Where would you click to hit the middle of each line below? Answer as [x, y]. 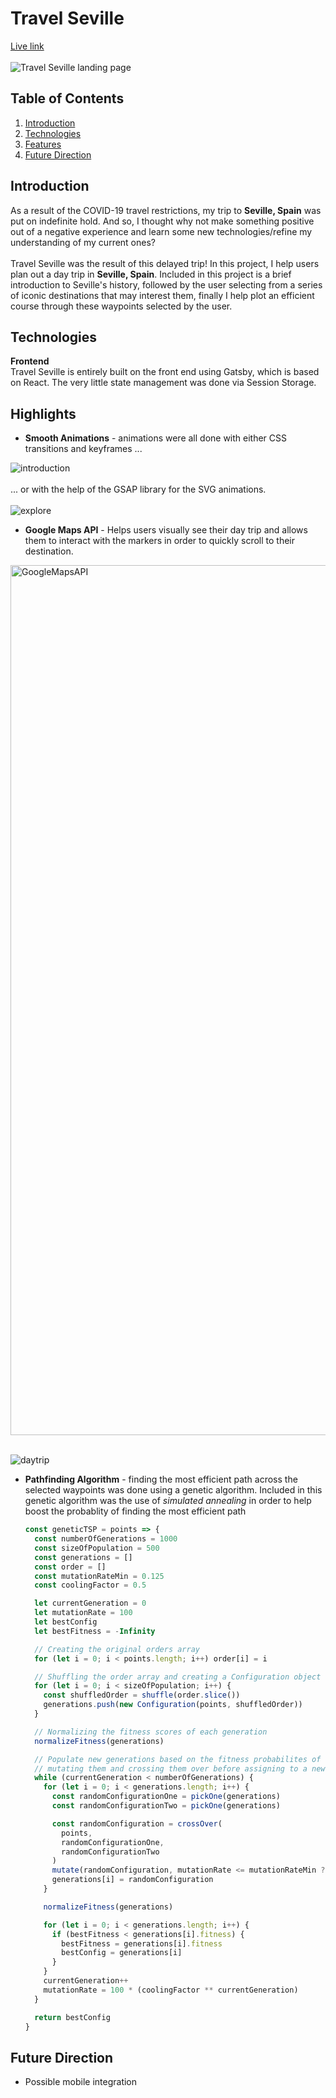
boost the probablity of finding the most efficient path [135, 1511]
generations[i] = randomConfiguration [132, 1880]
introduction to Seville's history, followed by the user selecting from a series [166, 284]
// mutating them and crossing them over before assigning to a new [180, 1768]
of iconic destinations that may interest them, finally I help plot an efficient [162, 295]
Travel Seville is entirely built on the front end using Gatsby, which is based [165, 372]
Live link [27, 46]
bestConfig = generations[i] [122, 1953]
